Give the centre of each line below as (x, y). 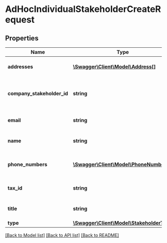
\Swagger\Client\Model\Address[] (114, 67)
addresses (20, 67)
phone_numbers (28, 164)
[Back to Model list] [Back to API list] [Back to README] (62, 235)
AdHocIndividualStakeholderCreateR (83, 9)
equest (20, 20)
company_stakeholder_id (38, 93)
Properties (22, 38)
